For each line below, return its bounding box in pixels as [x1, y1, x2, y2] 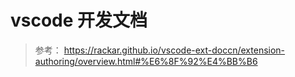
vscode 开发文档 [10, 9, 148, 32]
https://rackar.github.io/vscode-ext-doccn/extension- [63, 44, 286, 56]
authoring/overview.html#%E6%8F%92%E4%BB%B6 [34, 55, 258, 67]
